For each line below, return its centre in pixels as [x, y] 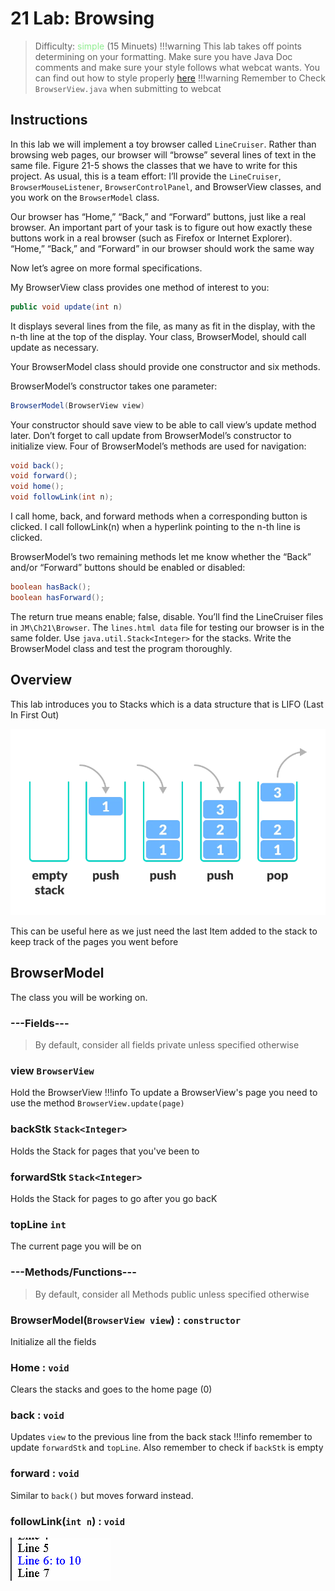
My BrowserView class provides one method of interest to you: [140, 287]
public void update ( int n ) [66, 307]
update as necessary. [55, 347]
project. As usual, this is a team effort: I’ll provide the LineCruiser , [146, 176]
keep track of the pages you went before [94, 941]
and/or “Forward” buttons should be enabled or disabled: [128, 567]
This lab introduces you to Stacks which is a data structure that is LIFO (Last [167, 704]
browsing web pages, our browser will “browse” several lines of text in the [163, 154]
